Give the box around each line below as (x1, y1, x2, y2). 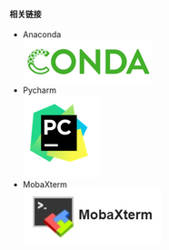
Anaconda (22, 29, 62, 40)
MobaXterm (22, 179, 68, 190)
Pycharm (22, 85, 57, 95)
